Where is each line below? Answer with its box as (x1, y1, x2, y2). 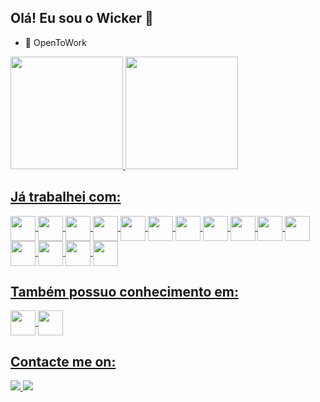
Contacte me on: (10, 353, 117, 370)
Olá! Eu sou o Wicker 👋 (10, 10, 154, 27)
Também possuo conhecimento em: (10, 284, 239, 301)
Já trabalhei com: (10, 189, 122, 206)
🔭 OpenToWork (24, 36, 87, 48)
